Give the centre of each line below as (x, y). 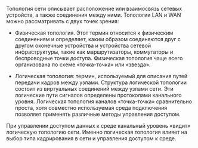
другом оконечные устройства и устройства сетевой (83, 45)
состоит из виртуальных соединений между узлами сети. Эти (94, 89)
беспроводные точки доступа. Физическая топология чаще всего (99, 58)
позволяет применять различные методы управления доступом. (98, 114)
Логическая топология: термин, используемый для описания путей (101, 76)
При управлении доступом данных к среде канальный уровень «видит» (98, 126)
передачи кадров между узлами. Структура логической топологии (100, 82)
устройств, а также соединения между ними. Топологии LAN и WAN (94, 15)
